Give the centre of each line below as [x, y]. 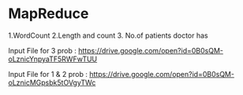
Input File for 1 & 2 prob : [48, 74]
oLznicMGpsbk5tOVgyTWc [52, 82]
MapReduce [49, 14]
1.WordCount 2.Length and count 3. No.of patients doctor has [108, 35]
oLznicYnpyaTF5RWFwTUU [53, 59]
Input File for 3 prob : [43, 50]
